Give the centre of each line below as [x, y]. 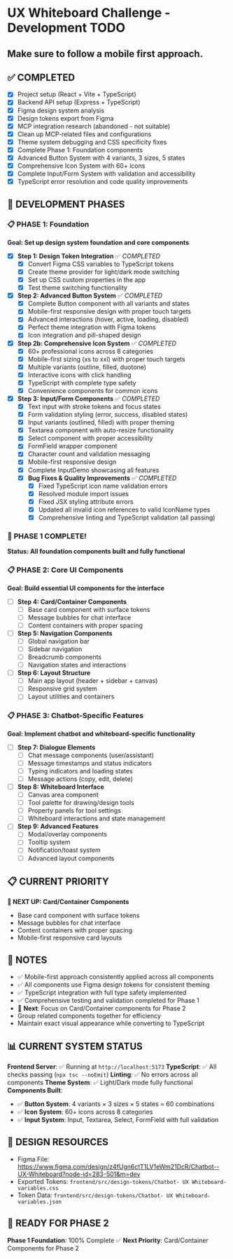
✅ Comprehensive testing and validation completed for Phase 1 [108, 1001]
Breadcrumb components [64, 657]
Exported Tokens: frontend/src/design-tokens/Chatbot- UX [103, 1181]
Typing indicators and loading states [80, 771]
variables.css [38, 1188]
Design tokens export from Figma [65, 118]
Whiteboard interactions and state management [97, 818]
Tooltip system [49, 842]
